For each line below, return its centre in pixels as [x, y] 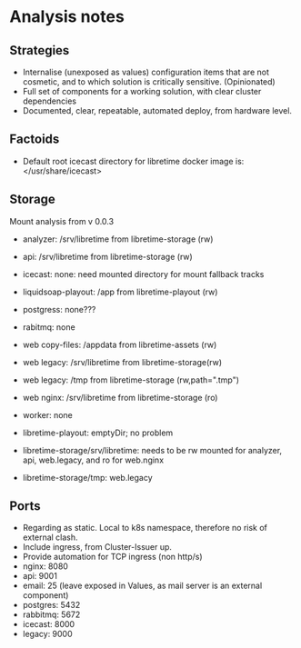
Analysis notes [67, 17]
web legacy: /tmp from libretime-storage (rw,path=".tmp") [130, 380]
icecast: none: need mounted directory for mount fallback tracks [143, 274]
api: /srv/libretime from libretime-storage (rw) [107, 256]
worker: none [47, 414]
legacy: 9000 [47, 634]
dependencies [50, 101]
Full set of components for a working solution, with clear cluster [142, 91]
